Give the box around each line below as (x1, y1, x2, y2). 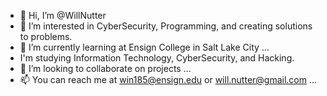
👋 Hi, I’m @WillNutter (19, 10, 107, 21)
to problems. (19, 31, 73, 42)
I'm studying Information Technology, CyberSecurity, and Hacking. (19, 52, 295, 64)
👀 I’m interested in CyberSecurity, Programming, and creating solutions (19, 20, 313, 32)
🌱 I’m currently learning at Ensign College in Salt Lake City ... (19, 41, 270, 53)
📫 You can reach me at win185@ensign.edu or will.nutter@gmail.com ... (19, 74, 318, 85)
